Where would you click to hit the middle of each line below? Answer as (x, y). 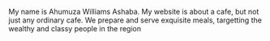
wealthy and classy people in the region (75, 29)
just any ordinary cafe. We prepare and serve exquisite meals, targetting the (135, 20)
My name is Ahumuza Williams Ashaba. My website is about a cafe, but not (134, 12)
